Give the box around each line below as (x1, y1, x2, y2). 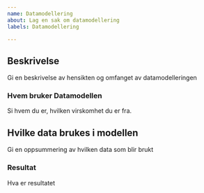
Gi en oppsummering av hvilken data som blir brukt (7, 146, 154, 154)
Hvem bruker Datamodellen (7, 91, 102, 101)
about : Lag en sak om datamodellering (7, 17, 120, 24)
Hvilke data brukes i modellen (7, 127, 139, 139)
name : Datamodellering (7, 10, 73, 17)
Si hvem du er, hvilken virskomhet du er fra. (7, 107, 132, 115)
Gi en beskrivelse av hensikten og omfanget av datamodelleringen (7, 74, 197, 82)
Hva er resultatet (7, 178, 56, 187)
